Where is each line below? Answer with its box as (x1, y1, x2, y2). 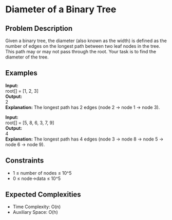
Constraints (5, 156, 44, 165)
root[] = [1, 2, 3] (5, 88, 39, 94)
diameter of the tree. (5, 54, 49, 60)
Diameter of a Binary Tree (5, 4, 117, 15)
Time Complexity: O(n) (12, 204, 61, 210)
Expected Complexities (5, 190, 81, 199)
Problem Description (5, 24, 73, 33)
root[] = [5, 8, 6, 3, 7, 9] (5, 119, 54, 126)
